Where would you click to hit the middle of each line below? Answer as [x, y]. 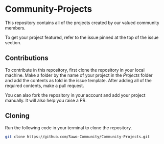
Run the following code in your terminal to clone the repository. [69, 128]
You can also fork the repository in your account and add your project [75, 95]
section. [13, 42]
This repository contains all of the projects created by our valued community [82, 23]
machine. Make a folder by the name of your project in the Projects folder [79, 75]
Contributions [27, 58]
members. [15, 28]
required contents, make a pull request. [45, 86]
